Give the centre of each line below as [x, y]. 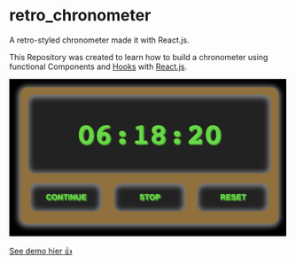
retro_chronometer [80, 16]
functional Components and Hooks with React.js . [98, 66]
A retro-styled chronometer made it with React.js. [99, 40]
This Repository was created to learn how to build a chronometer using [139, 57]
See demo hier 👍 [41, 251]
